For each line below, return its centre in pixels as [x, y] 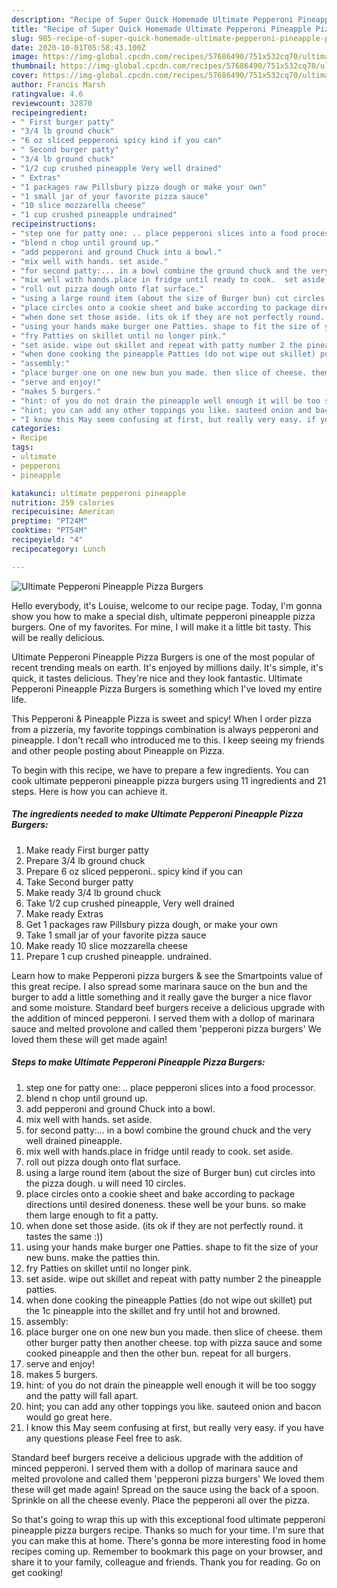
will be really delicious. [58, 637]
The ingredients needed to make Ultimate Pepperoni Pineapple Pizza [157, 814]
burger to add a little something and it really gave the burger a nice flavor [162, 997]
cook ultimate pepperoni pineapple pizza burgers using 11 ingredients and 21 [169, 780]
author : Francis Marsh [58, 85]
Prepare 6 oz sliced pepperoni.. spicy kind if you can [134, 871]
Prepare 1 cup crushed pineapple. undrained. [118, 956]
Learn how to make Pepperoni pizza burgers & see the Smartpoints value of [167, 975]
